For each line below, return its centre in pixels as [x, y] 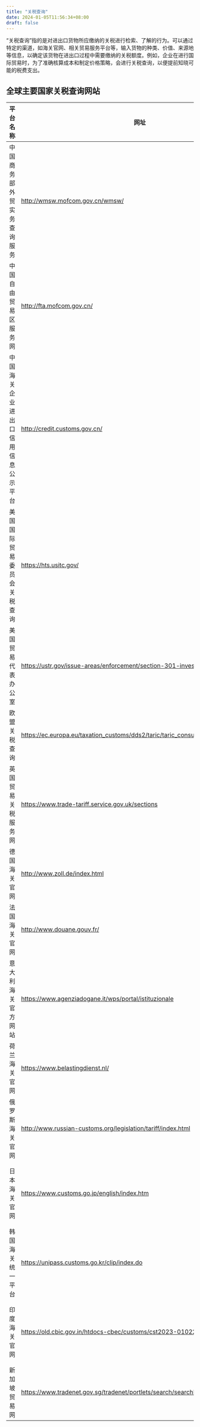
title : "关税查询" [27, 12]
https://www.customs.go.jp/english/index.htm [85, 1193]
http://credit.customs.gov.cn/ [62, 429]
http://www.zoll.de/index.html [62, 874]
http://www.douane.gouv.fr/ [60, 929]
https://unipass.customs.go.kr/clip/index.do [82, 1262]
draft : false [22, 23]
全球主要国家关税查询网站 [53, 91]
